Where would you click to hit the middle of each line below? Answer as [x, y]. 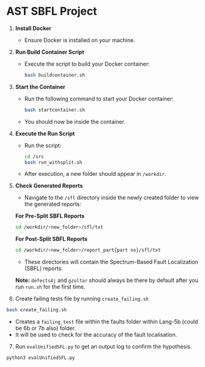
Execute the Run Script [45, 134]
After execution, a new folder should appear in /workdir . [95, 174]
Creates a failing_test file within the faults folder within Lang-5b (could [106, 322]
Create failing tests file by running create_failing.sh [82, 299]
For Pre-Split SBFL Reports [50, 216]
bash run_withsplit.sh [53, 162]
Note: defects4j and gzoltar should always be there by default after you [107, 281]
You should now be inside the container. [75, 121]
